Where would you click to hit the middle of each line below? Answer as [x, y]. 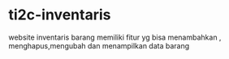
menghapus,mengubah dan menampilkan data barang [99, 45]
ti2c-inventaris [60, 15]
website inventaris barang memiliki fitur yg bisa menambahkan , [115, 37]
